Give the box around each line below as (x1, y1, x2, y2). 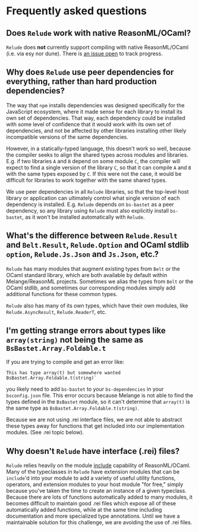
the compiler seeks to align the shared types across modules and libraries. (6, 151, 189, 158)
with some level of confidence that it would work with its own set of (6, 120, 171, 127)
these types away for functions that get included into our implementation (6, 422, 185, 430)
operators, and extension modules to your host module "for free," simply (6, 481, 184, 488)
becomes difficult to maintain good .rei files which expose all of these (6, 500, 176, 507)
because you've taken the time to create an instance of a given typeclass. (6, 487, 187, 494)
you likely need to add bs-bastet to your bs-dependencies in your (6, 385, 164, 393)
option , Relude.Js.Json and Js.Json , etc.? (6, 249, 159, 260)
